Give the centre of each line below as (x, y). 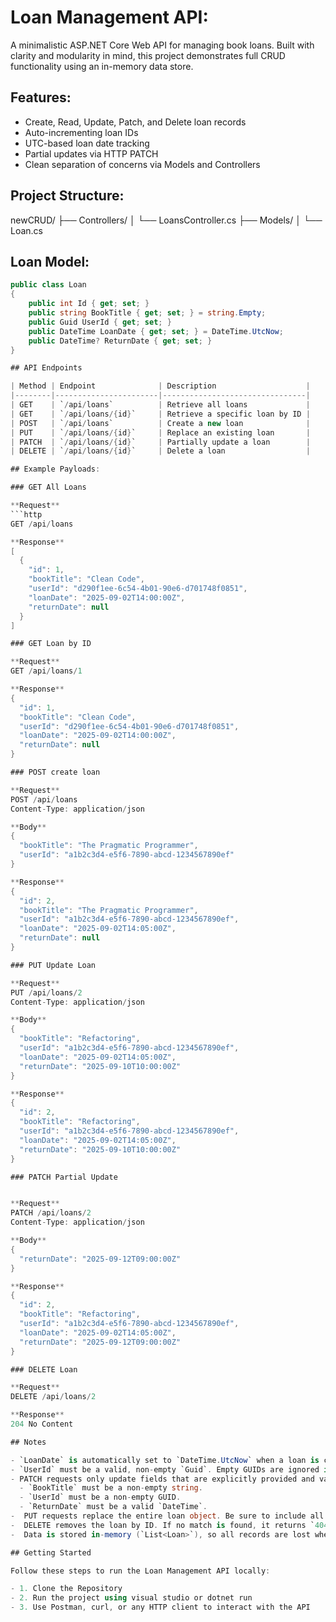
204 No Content (42, 1424)
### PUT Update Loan (53, 965)
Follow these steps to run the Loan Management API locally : (140, 1571)
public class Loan (48, 285)
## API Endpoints (46, 368)
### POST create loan (55, 772)
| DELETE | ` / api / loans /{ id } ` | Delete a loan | (160, 451)
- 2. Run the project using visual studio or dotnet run (131, 1598)
